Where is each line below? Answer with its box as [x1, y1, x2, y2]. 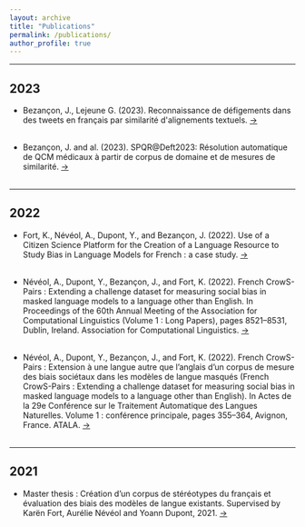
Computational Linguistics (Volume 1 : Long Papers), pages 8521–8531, [22, 314, 288, 325]
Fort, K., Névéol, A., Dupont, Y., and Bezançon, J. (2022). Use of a [22, 229, 270, 241]
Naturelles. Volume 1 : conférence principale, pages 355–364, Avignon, [22, 410, 289, 421]
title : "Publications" [9, 22, 95, 31]
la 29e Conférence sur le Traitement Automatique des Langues [22, 400, 259, 411]
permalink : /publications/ [9, 30, 112, 39]
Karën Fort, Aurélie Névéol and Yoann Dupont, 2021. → [22, 507, 228, 518]
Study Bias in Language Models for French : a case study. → [22, 249, 249, 260]
